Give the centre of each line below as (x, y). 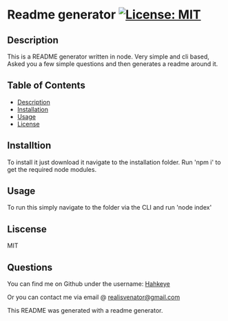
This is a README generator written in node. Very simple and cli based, (108, 56)
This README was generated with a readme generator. (85, 311)
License (28, 124)
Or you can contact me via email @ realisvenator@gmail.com (94, 297)
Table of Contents (46, 86)
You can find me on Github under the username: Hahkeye (89, 284)
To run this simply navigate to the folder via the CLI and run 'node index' (110, 208)
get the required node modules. (52, 169)
